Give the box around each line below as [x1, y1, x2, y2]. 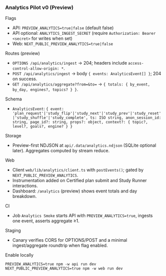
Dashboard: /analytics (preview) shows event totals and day [12, 188, 137, 194]
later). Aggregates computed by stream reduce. [12, 148, 110, 154]
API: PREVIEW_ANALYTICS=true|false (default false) [12, 25, 114, 31]
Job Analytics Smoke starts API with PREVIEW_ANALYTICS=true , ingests [12, 213, 153, 219]
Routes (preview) [5, 50, 40, 56]
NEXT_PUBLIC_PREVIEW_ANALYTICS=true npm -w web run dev [5, 266, 123, 271]
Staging [5, 228, 21, 234]
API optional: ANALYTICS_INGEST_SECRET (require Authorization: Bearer [12, 30, 156, 36]
